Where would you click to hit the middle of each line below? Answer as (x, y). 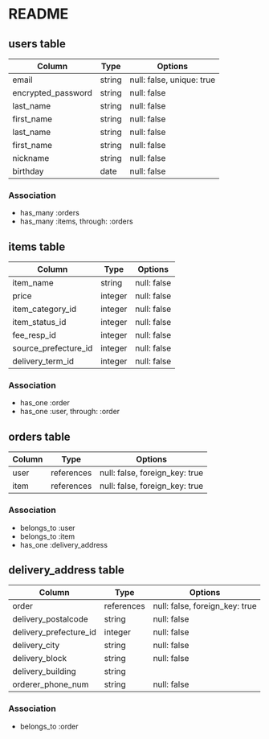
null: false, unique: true (172, 80)
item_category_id (45, 309)
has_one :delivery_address (64, 544)
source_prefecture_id (53, 348)
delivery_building (44, 671)
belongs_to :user (47, 528)
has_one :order (45, 403)
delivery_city (36, 646)
